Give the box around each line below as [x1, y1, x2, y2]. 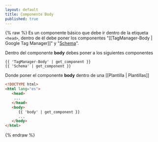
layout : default [5, 7, 38, 12]
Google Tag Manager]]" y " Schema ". [5, 40, 79, 46]
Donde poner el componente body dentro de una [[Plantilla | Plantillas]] [5, 72, 150, 78]
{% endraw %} [5, 132, 35, 138]
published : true [5, 16, 38, 21]
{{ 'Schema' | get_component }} [5, 64, 71, 69]
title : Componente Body [5, 12, 54, 17]
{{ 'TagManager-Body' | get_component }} [5, 60, 91, 65]
